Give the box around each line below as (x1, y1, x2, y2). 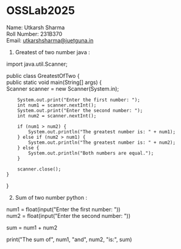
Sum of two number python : (15, 194, 87, 201)
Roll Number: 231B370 (6, 30, 63, 37)
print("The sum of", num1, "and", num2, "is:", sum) (6, 236, 132, 243)
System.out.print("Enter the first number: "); (17, 97, 140, 103)
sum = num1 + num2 (6, 223, 58, 231)
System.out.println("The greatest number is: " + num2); (28, 139, 176, 146)
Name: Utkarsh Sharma (6, 24, 65, 31)
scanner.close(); (17, 166, 62, 172)
